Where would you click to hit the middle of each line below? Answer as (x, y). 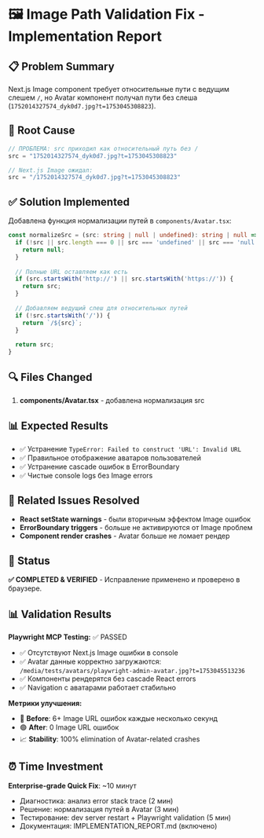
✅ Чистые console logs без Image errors (86, 475)
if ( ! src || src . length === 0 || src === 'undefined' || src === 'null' (137, 243)
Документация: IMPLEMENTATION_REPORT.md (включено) (118, 825)
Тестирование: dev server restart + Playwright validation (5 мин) (125, 818)
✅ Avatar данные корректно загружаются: (90, 662)
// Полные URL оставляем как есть (71, 272)
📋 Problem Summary (62, 66)
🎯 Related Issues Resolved (74, 501)
